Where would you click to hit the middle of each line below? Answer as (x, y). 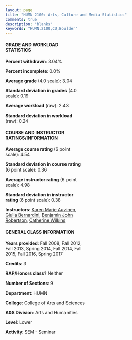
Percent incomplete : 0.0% (33, 71)
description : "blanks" (29, 24)
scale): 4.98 (18, 185)
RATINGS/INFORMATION (32, 138)
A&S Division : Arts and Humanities (41, 312)
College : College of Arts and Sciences (45, 303)
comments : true (21, 19)
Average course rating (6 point (38, 149)
